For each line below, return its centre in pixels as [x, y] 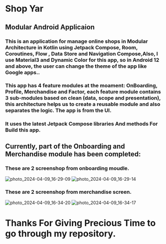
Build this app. [23, 130]
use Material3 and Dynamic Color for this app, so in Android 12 [82, 60]
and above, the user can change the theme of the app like [76, 66]
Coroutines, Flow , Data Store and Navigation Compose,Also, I [82, 54]
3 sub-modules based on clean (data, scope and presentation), [83, 98]
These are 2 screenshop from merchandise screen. [69, 192]
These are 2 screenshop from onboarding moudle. [67, 168]
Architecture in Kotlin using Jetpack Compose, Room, [72, 47]
